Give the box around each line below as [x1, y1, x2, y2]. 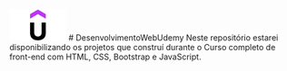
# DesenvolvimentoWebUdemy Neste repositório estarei [67, 32, 279, 43]
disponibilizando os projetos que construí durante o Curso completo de [9, 42, 276, 53]
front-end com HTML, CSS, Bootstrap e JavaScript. [9, 51, 202, 62]
